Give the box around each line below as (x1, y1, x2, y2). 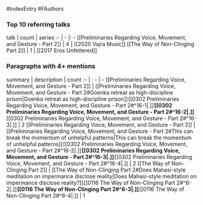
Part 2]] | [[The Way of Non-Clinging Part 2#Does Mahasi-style (28, 166, 186, 173)
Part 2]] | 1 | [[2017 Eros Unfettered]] (6, 47, 98, 54)
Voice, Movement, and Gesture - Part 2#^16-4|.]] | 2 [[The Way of (6, 160, 170, 167)
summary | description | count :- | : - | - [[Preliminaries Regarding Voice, (6, 76, 186, 83)
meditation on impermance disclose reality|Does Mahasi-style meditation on (6, 172, 197, 180)
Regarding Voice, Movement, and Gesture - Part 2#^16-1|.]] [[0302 (6, 101, 173, 109)
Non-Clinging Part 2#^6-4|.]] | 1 (6, 192, 85, 199)
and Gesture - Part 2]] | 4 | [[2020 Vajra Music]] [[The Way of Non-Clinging (6, 41, 195, 48)
